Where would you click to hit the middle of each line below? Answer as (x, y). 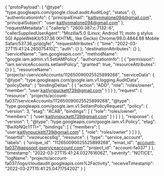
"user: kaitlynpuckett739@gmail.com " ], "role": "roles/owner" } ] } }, (73, 132)
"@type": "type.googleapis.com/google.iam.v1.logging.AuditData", (72, 80)
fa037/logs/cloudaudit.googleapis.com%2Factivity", (58, 163)
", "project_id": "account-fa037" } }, (119, 148)
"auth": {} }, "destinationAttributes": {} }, (100, 49)
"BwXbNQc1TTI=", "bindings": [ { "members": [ (53, 127)
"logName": (17, 158)
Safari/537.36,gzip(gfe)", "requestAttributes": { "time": (60, 43)
